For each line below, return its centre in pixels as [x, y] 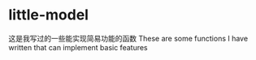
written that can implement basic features [78, 47]
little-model [49, 15]
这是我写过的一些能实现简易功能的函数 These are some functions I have [128, 38]
